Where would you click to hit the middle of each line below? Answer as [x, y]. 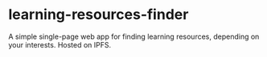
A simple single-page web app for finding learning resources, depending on [134, 36]
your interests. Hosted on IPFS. [60, 44]
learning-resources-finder [99, 15]
